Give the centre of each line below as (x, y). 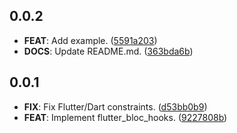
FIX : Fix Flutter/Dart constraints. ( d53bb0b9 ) (115, 106)
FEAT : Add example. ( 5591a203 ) (90, 40)
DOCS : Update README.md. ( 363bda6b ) (108, 51)
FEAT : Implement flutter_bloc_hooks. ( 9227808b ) (125, 117)
